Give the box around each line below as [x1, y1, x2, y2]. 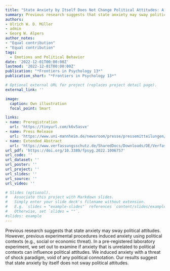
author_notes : [5, 36, 35, 41]
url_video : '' [5, 181, 35, 186]
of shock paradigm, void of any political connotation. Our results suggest [5, 254, 157, 260]
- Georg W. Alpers [5, 31, 44, 36]
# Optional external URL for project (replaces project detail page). [5, 83, 157, 88]
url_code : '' [5, 152, 33, 158]
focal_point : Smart [10, 106, 51, 111]
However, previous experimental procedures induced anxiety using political [5, 233, 162, 239]
